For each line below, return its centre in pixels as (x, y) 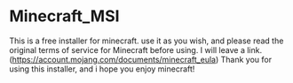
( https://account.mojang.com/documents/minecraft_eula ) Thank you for (141, 59)
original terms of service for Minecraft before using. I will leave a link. (136, 49)
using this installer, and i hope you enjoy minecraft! (102, 69)
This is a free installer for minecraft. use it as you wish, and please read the (146, 41)
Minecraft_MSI (64, 16)
